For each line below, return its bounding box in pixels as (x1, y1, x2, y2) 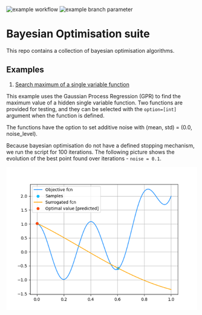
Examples (6, 64, 44, 75)
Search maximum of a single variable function (15, 81, 130, 88)
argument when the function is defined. (6, 112, 105, 119)
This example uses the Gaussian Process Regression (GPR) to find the (6, 92, 181, 100)
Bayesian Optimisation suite (6, 27, 150, 41)
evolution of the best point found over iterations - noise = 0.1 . (6, 155, 161, 162)
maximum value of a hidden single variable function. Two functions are (6, 99, 183, 106)
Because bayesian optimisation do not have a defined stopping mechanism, (6, 141, 195, 149)
